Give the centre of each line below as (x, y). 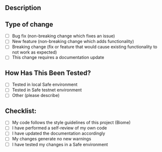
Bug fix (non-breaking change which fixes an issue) (63, 36)
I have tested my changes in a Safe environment (60, 144)
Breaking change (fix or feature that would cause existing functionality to (85, 47)
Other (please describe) (36, 96)
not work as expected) (34, 52)
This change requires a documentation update (58, 57)
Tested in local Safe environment (45, 84)
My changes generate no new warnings (52, 139)
